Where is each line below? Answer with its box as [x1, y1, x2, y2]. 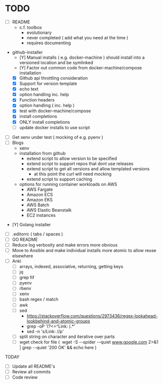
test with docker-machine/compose [19, 108, 91, 114]
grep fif [19, 275, 35, 281]
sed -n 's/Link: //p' [26, 328, 64, 334]
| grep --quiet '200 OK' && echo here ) [19, 344, 97, 350]
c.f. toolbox [19, 25, 42, 30]
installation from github [19, 150, 66, 156]
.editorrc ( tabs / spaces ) [12, 231, 63, 237]
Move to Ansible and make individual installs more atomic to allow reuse [12, 247, 157, 253]
